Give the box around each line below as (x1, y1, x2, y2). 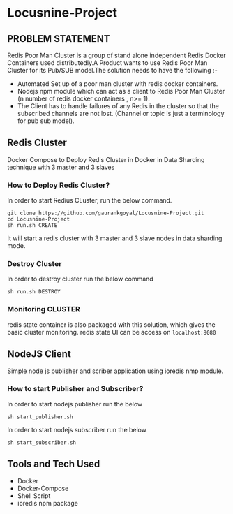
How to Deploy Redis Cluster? (7, 180, 110, 190)
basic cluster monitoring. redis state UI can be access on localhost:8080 (7, 328, 216, 336)
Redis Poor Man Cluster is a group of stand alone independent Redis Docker (7, 51, 226, 59)
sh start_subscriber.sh (7, 439, 77, 446)
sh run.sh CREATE (7, 222, 58, 229)
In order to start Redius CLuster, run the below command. (7, 196, 172, 205)
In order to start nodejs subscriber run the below (7, 425, 146, 434)
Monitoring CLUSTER (7, 304, 80, 314)
